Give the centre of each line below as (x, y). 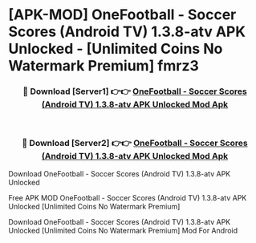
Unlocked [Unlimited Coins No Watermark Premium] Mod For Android (123, 230)
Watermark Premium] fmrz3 (104, 66)
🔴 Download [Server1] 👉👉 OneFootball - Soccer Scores (135, 91)
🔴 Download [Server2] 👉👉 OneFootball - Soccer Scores (135, 144)
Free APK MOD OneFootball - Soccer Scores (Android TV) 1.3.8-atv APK (128, 197)
